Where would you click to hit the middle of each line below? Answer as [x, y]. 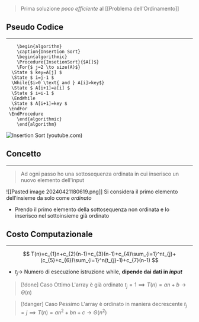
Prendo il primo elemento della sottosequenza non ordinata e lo [92, 209]
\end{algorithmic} [39, 119]
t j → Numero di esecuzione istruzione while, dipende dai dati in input [98, 272]
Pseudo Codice [35, 27]
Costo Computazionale [49, 235]
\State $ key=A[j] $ [37, 72]
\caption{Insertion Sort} [49, 52]
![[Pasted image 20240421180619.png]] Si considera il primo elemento [92, 192]
